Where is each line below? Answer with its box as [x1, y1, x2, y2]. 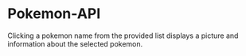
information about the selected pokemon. [7, 39, 143, 48]
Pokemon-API [7, 5, 101, 23]
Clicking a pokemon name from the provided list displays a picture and [7, 31, 239, 40]
